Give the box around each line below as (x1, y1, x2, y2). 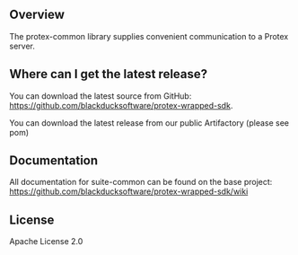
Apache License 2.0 (9, 236, 83, 247)
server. (9, 40, 36, 51)
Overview (9, 7, 66, 22)
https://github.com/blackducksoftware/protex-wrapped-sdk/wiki (9, 186, 249, 197)
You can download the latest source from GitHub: (9, 90, 192, 101)
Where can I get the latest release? (9, 66, 208, 82)
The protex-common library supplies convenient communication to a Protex (9, 31, 289, 41)
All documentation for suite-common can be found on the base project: (9, 177, 273, 188)
